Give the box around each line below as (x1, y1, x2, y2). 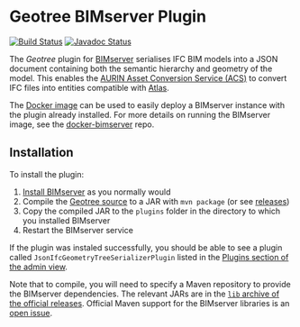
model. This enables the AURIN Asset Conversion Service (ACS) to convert (9, 72, 287, 83)
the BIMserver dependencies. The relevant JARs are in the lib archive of (9, 288, 280, 299)
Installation (9, 145, 74, 160)
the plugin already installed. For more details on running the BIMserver (9, 109, 271, 120)
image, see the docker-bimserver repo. (9, 119, 155, 130)
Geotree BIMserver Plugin (9, 6, 207, 27)
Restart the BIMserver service (22, 224, 133, 235)
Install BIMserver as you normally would (22, 186, 171, 197)
